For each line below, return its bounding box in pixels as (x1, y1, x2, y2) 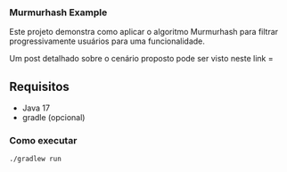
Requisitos (9, 78, 70, 94)
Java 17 (21, 102, 51, 113)
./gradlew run (9, 154, 62, 164)
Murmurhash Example (9, 6, 108, 19)
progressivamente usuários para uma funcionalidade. (9, 36, 205, 46)
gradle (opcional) (21, 112, 86, 123)
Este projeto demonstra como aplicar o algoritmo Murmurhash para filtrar (9, 27, 279, 37)
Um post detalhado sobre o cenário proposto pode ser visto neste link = (9, 53, 274, 64)
